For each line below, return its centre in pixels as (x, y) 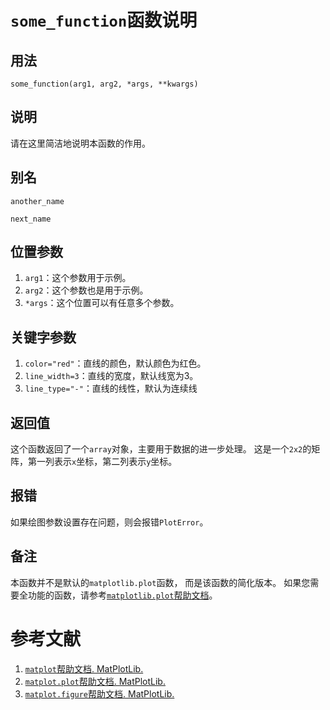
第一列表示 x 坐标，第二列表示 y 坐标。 (102, 462)
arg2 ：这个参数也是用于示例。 (86, 290)
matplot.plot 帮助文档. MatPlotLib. (95, 681)
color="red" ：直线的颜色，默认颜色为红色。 (115, 363)
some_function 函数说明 (104, 20)
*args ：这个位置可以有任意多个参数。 (102, 303)
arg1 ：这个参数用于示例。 (78, 278)
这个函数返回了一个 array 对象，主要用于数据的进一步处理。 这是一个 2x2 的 (161, 449)
